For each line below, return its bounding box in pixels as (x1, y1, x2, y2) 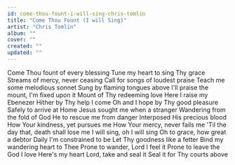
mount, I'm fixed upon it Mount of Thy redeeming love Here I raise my (7, 90, 208, 99)
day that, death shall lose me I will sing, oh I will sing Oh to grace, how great (7, 127, 227, 136)
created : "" (7, 43, 42, 50)
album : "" (7, 29, 36, 37)
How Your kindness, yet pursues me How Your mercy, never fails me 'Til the (7, 120, 227, 129)
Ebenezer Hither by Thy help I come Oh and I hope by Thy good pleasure (7, 98, 219, 106)
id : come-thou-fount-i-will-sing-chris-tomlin (7, 10, 146, 17)
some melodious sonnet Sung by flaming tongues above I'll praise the (7, 83, 209, 92)
